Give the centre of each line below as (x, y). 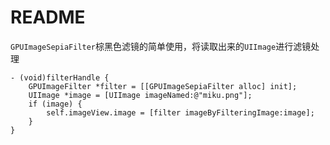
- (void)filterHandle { (60, 77)
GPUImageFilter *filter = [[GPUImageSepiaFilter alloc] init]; (163, 86)
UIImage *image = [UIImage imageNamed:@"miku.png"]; (140, 95)
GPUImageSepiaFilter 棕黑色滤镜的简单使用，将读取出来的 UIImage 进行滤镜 (161, 46)
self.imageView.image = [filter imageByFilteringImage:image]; (180, 112)
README (48, 17)
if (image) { (55, 104)
